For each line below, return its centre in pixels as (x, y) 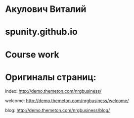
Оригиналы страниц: (51, 77)
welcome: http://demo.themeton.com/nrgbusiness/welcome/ (67, 101)
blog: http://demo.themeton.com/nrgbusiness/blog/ (58, 110)
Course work (32, 54)
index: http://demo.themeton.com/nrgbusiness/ (53, 91)
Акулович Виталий (46, 9)
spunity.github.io (42, 32)
